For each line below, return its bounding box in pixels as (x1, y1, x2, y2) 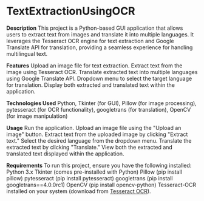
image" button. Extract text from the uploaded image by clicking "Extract (6, 131, 188, 138)
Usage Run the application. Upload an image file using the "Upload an (6, 124, 182, 131)
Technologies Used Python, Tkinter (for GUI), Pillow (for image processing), (6, 99, 197, 107)
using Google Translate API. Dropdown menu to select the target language (6, 75, 192, 82)
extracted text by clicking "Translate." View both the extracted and (6, 143, 173, 151)
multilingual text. (6, 50, 48, 57)
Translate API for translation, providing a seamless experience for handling (6, 44, 193, 51)
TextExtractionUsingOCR (6, 4, 135, 18)
